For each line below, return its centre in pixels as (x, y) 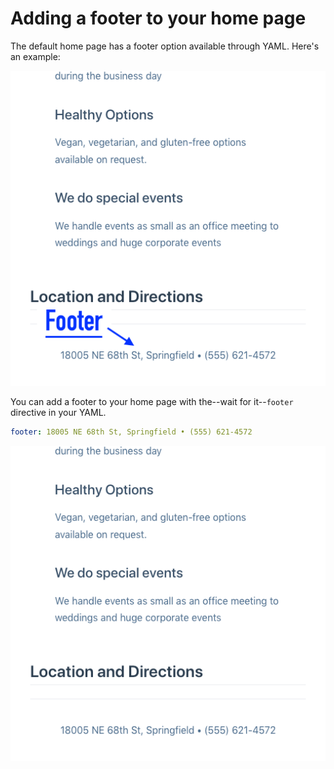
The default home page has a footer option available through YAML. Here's (165, 46)
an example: (35, 56)
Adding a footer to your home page (158, 18)
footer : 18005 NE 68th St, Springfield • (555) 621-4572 (131, 432)
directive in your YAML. (58, 412)
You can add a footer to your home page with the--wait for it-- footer (152, 401)
